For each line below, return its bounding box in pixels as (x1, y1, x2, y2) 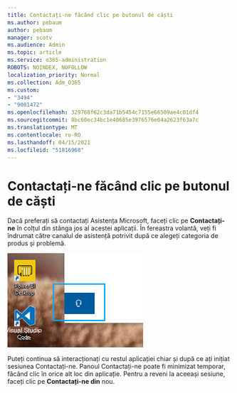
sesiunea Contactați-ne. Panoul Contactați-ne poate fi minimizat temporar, (7, 362, 226, 371)
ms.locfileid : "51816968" (7, 146, 84, 154)
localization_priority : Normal (7, 71, 100, 78)
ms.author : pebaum (7, 18, 62, 26)
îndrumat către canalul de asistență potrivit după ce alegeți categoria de (7, 232, 218, 240)
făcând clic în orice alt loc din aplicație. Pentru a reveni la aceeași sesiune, (7, 370, 226, 378)
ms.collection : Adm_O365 (7, 79, 81, 86)
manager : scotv (7, 34, 53, 41)
